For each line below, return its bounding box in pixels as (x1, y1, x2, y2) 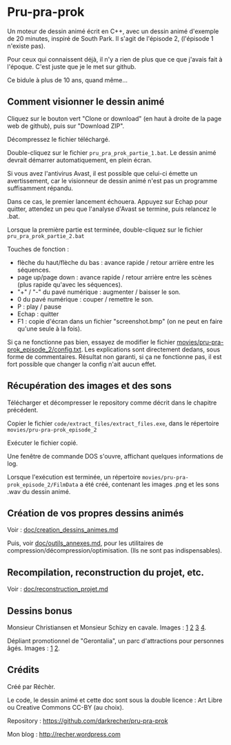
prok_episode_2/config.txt (7, 345, 81, 353)
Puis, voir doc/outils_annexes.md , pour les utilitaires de (7, 539, 163, 547)
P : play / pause (17, 302, 62, 311)
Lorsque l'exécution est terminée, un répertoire (7, 472, 141, 481)
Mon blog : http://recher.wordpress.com (7, 730, 121, 738)
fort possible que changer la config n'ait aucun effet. (7, 360, 157, 368)
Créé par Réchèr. (7, 682, 56, 690)
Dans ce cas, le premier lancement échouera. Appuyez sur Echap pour (7, 197, 208, 205)
